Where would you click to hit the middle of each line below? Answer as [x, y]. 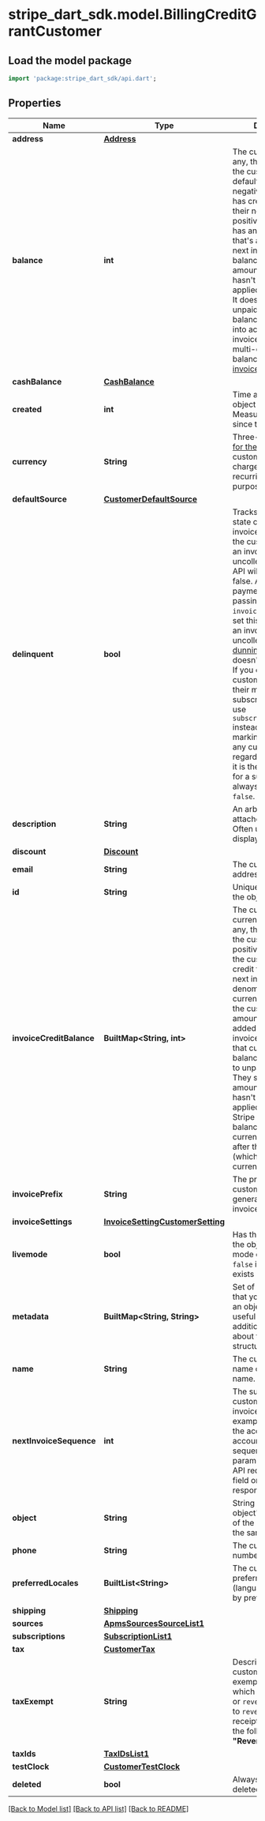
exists [243, 1274]
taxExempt [33, 1701]
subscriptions [39, 1636]
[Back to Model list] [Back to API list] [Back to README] [99, 1808]
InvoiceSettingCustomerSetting [164, 1222]
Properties [35, 103]
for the [245, 446]
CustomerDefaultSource [150, 499]
